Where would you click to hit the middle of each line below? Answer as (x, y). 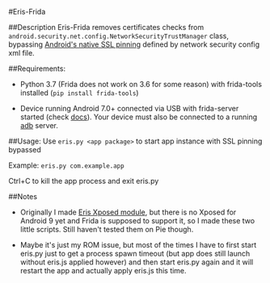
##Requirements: (37, 69)
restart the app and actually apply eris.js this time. (103, 271)
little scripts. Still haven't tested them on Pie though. (107, 229)
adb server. (39, 125)
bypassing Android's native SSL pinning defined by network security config (134, 44)
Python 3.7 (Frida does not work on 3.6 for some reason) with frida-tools (141, 84)
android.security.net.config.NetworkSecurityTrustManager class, (118, 36)
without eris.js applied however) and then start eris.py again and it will (137, 262)
